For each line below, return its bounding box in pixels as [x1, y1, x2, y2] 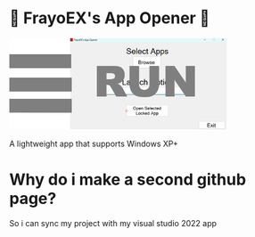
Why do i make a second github [9, 169, 247, 190]
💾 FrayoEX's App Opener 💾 [9, 8, 210, 29]
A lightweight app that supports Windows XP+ [9, 138, 178, 149]
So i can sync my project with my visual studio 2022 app [9, 217, 217, 228]
